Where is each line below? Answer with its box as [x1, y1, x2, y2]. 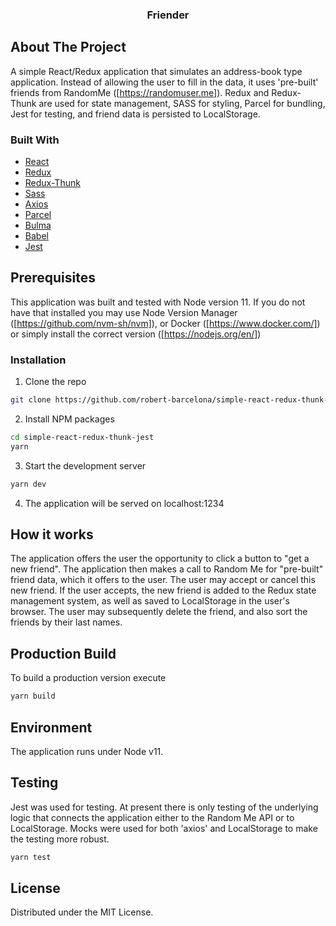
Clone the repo [24, 376, 87, 388]
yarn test [10, 852, 52, 862]
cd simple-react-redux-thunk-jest [10, 433, 155, 443]
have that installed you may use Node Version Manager [10, 306, 238, 318]
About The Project [10, 39, 127, 56]
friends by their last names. [10, 616, 123, 628]
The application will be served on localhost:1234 [24, 497, 225, 509]
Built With [10, 133, 60, 147]
